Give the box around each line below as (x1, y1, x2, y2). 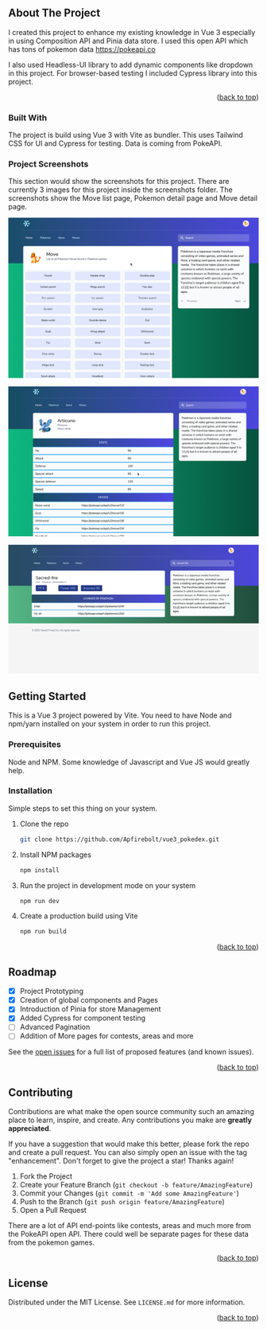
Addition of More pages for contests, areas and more (19, 1031, 194, 1041)
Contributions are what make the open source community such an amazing (8, 1107, 254, 1117)
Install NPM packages (19, 850, 91, 859)
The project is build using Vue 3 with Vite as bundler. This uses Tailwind (8, 131, 244, 140)
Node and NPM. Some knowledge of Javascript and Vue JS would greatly (8, 757, 250, 767)
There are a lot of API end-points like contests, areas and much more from (8, 1221, 252, 1230)
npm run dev (19, 897, 60, 905)
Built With (8, 111, 48, 123)
